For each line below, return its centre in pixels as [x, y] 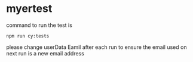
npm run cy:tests [28, 36]
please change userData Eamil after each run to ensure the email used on [96, 47]
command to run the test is [39, 25]
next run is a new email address [45, 53]
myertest [29, 9]
